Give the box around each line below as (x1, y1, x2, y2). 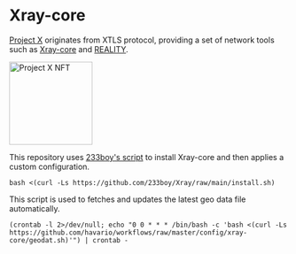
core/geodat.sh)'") (9, 235, 82, 244)
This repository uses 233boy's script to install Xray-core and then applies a (9, 151, 284, 162)
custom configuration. (9, 161, 90, 172)
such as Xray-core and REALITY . (9, 43, 129, 54)
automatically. (9, 203, 60, 213)
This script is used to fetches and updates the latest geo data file (9, 194, 246, 204)
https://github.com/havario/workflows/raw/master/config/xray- (9, 227, 248, 237)
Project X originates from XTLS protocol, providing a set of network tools (9, 35, 275, 45)
